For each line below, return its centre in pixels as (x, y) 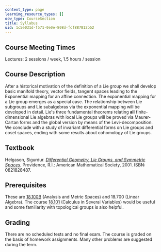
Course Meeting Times (40, 47)
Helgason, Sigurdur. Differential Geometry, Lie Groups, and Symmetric (75, 160)
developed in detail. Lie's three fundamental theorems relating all (70, 112)
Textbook (20, 148)
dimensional (17, 117)
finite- (142, 112)
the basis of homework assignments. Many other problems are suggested (79, 239)
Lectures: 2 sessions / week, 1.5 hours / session (53, 59)
